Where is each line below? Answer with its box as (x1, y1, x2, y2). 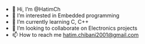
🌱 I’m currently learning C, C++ (11, 18, 89, 25)
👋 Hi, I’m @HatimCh (11, 6, 61, 12)
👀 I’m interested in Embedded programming (11, 12, 120, 19)
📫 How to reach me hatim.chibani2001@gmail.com (11, 32, 139, 38)
